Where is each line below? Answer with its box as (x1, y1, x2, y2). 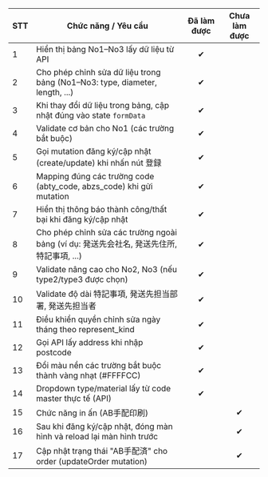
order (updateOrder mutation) (35, 456, 148, 467)
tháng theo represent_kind (35, 324, 136, 335)
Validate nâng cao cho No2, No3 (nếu (35, 264, 178, 275)
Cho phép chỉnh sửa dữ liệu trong (35, 67, 161, 78)
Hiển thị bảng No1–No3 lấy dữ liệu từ (35, 44, 175, 54)
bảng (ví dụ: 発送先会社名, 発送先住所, (35, 238, 178, 249)
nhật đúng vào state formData (35, 110, 146, 121)
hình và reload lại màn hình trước (35, 431, 158, 442)
